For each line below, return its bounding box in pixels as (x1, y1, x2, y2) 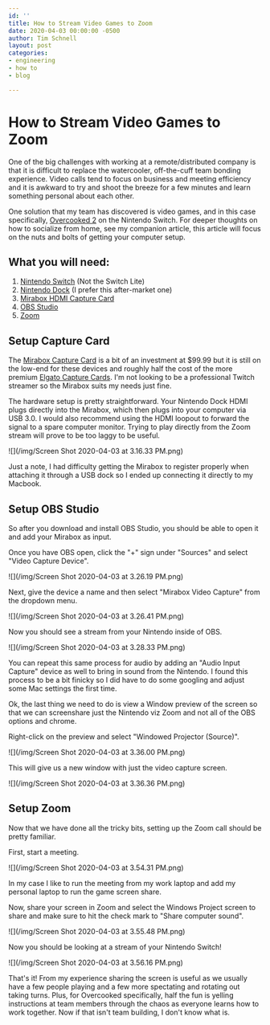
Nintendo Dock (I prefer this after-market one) (19, 285, 173, 295)
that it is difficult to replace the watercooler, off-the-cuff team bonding (8, 165, 241, 175)
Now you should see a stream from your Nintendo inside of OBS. (8, 627, 223, 636)
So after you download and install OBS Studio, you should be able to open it (8, 524, 259, 533)
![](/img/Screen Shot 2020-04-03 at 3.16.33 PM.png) (8, 447, 183, 456)
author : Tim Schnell (8, 34, 78, 43)
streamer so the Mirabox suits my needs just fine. (8, 381, 172, 390)
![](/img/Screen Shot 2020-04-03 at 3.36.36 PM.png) (8, 778, 186, 788)
